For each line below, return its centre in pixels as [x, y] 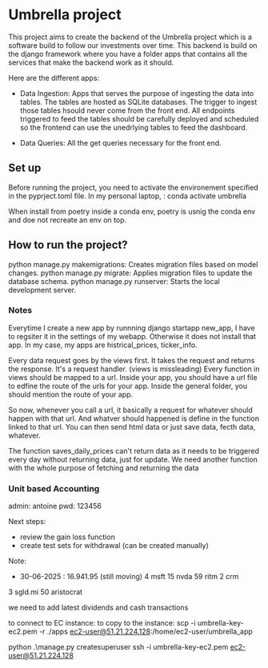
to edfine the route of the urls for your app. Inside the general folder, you [128, 386]
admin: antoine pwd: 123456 [55, 506]
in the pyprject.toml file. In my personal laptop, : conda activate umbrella [127, 196]
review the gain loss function [68, 537]
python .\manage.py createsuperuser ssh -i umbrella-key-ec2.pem [118, 647]
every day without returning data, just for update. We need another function [133, 459]
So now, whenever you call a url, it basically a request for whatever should [131, 410]
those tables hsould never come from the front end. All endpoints [127, 110]
